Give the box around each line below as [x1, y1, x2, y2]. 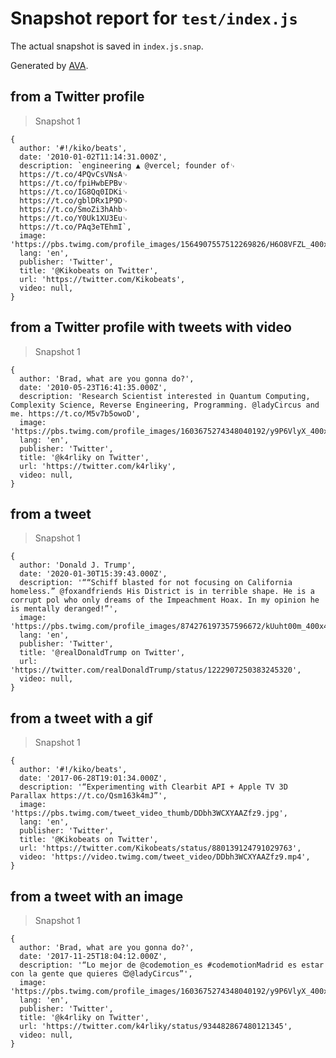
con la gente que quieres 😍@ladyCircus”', [10, 969, 193, 979]
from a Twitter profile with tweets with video [10, 319, 292, 336]
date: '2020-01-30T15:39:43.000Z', [19, 569, 168, 579]
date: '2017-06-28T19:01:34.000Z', [19, 773, 168, 784]
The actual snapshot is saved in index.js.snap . [10, 40, 204, 52]
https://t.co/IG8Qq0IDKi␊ [19, 187, 129, 197]
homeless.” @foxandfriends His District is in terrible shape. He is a [10, 587, 315, 597]
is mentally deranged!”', [10, 604, 118, 614]
